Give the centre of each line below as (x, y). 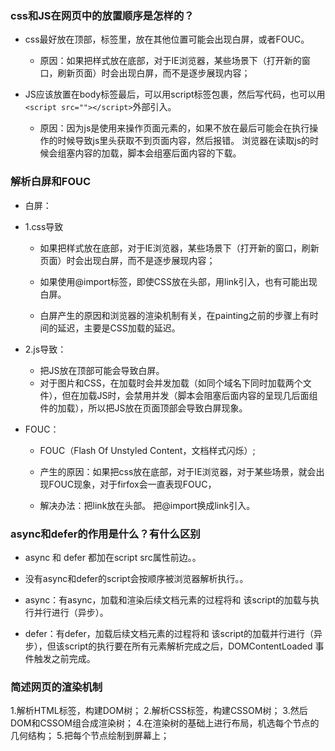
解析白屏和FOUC (51, 182)
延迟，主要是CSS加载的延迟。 (119, 328)
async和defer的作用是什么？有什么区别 (105, 534)
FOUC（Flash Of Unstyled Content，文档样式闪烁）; (147, 450)
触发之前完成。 (64, 658)
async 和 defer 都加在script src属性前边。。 (113, 557)
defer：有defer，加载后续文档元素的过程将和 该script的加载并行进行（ (169, 633)
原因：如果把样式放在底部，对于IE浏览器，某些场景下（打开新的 (170, 61)
